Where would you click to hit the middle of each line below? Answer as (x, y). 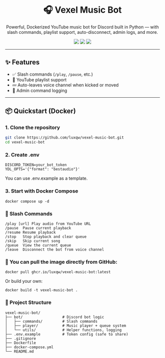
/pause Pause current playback (38, 228)
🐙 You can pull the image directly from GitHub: (61, 262)
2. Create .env (22, 155)
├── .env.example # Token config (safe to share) (67, 334)
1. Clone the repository (33, 128)
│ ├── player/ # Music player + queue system (66, 326)
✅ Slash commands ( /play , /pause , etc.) (53, 74)
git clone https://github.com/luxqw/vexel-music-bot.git (65, 138)
